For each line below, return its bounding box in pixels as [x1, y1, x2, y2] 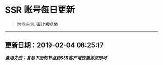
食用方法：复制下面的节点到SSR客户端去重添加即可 [5, 55, 107, 61]
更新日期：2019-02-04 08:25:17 [5, 41, 104, 50]
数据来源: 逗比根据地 [16, 21, 58, 27]
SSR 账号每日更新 [5, 4, 75, 15]
